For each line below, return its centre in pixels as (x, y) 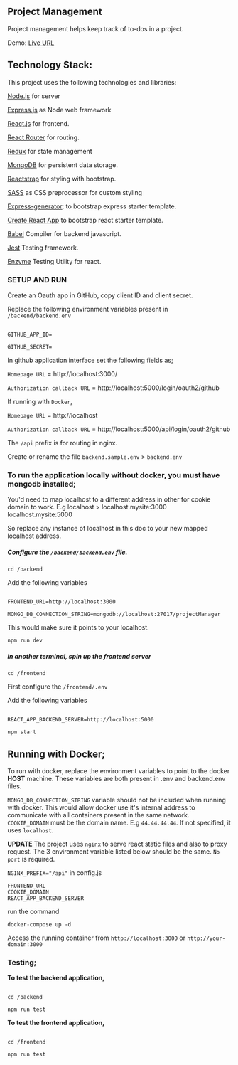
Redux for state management (50, 151)
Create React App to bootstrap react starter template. (85, 220)
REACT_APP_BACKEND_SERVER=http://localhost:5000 (81, 720)
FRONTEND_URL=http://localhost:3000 (61, 602)
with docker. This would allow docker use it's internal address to (101, 807)
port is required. (31, 859)
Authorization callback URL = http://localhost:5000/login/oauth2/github (113, 388)
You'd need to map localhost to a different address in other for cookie (109, 499)
